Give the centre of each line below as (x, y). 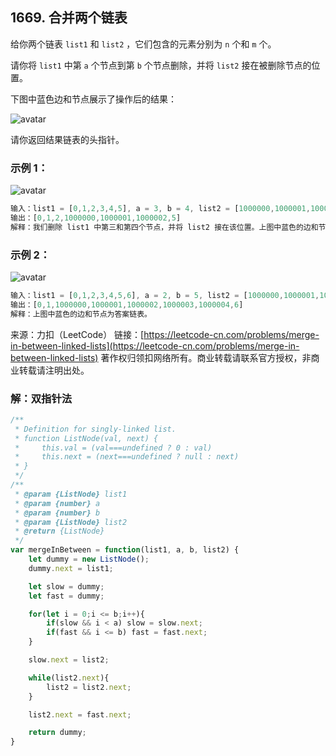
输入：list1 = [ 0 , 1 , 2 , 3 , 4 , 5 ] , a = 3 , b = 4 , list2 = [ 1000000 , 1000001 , (160, 209)
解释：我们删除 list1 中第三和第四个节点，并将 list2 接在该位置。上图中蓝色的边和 (164, 227)
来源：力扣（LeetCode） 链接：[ (77, 334)
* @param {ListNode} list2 (71, 522)
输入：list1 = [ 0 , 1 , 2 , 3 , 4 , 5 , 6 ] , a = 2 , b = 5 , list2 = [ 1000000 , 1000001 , (165, 296)
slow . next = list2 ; (69, 660)
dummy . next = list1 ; (71, 568)
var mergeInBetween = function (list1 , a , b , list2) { (125, 550)
